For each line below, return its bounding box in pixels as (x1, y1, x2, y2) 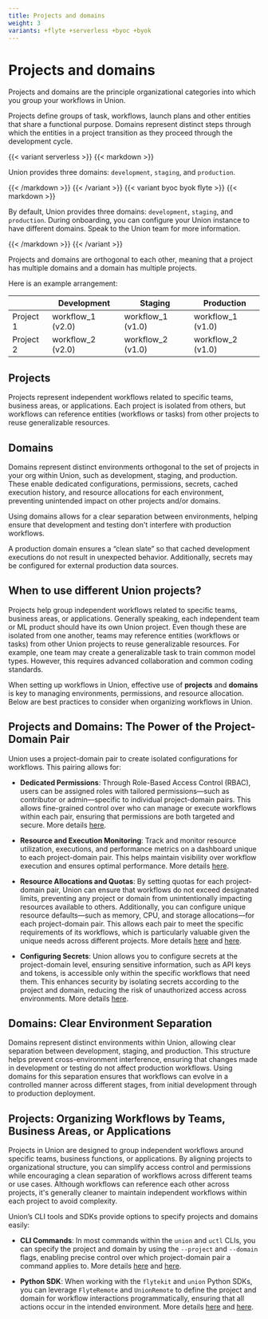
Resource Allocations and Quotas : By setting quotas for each (19, 876, 225, 886)
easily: (8, 1220, 30, 1230)
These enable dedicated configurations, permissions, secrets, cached (8, 479, 238, 488)
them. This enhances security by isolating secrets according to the (19, 977, 239, 986)
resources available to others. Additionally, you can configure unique (19, 902, 246, 911)
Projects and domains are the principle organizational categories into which (8, 87, 257, 97)
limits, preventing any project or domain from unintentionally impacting (19, 893, 253, 902)
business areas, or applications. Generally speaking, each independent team (8, 614, 260, 623)
